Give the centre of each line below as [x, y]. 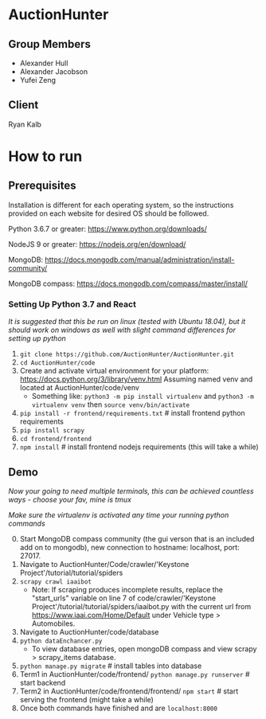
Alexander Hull [44, 63]
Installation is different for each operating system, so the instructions [121, 205]
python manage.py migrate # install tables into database [111, 666]
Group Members [50, 44]
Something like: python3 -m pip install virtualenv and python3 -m [143, 397]
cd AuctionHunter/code [57, 363]
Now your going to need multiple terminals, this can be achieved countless [131, 490]
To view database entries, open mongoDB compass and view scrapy [144, 649]
